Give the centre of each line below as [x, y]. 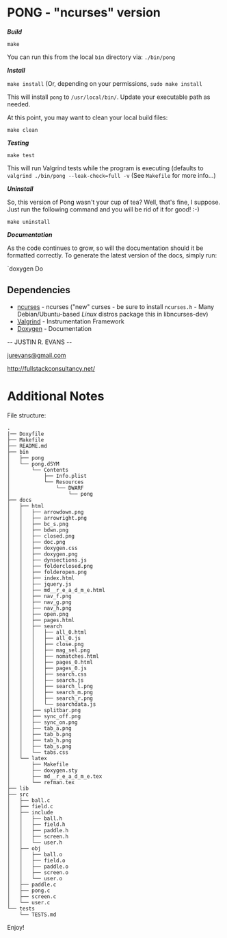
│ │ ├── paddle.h [38, 830]
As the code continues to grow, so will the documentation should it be [105, 248]
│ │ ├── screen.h [38, 836]
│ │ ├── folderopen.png [47, 572]
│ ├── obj [24, 848]
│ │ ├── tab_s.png [39, 746]
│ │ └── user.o [35, 878]
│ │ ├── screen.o [38, 872]
